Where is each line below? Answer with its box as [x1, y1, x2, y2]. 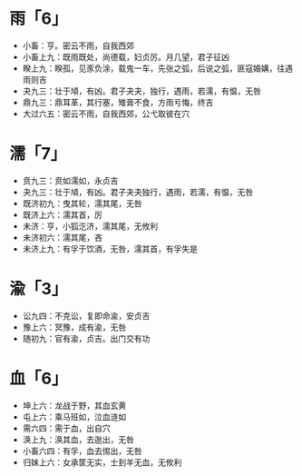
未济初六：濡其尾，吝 [22, 232, 102, 243]
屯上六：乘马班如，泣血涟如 [22, 411, 127, 422]
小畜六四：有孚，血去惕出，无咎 [22, 445, 142, 456]
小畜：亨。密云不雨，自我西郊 [22, 40, 134, 51]
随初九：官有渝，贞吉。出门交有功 [22, 332, 151, 343]
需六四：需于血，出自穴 [22, 422, 111, 433]
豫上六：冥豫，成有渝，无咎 [22, 322, 127, 332]
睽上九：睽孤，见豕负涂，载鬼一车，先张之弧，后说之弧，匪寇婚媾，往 [22, 63, 286, 74]
